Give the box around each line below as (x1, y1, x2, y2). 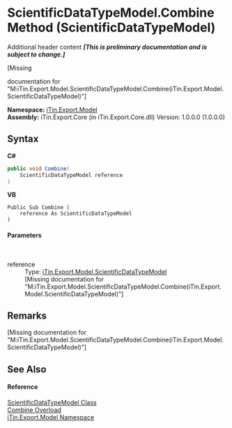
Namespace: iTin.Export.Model (7, 105, 98, 114)
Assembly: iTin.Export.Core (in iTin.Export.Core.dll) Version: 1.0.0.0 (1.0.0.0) (7, 113, 225, 121)
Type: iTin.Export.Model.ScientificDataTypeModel (24, 267, 167, 276)
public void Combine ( (7, 165, 70, 172)
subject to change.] (7, 50, 65, 59)
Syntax (7, 133, 39, 145)
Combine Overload (7, 406, 61, 414)
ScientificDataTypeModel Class (7, 398, 97, 406)
